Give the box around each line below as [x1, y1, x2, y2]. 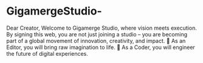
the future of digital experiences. [6, 50, 88, 57]
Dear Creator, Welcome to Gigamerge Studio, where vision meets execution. [6, 24, 198, 31]
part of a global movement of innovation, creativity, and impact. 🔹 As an [6, 37, 186, 44]
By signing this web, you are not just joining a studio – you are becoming [6, 30, 187, 38]
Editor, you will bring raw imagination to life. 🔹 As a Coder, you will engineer [6, 44, 196, 51]
